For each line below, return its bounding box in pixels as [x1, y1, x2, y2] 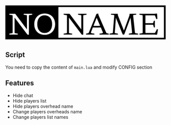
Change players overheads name [12, 108, 82, 114]
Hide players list [12, 98, 47, 104]
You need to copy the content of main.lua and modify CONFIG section [5, 64, 153, 70]
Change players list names [12, 114, 69, 120]
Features [5, 79, 34, 87]
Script [5, 51, 25, 59]
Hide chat [12, 92, 33, 99]
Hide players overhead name [12, 103, 74, 109]
